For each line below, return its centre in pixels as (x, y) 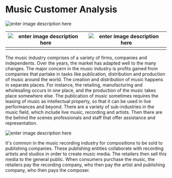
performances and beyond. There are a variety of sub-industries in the (80, 107)
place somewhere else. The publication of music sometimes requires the (82, 95)
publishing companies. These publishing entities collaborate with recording (84, 148)
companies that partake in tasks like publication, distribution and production (85, 74)
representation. (21, 123)
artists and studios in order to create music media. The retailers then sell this (86, 154)
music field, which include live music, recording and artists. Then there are (84, 112)
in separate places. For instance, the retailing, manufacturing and (74, 85)
